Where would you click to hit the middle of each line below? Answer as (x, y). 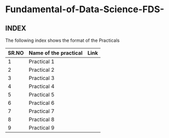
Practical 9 (42, 128)
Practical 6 (42, 103)
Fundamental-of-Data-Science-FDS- (85, 9)
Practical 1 (42, 61)
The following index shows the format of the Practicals (62, 40)
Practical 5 (42, 94)
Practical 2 (42, 70)
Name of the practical (56, 53)
